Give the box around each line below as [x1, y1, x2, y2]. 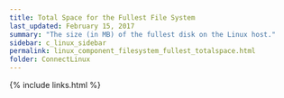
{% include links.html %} [9, 80, 101, 90]
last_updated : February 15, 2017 [9, 22, 135, 31]
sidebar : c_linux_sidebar [9, 38, 106, 48]
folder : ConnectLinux [9, 55, 91, 64]
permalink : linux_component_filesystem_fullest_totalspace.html [9, 47, 256, 56]
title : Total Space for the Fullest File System [9, 13, 196, 22]
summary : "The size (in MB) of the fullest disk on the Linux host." [9, 30, 277, 39]
